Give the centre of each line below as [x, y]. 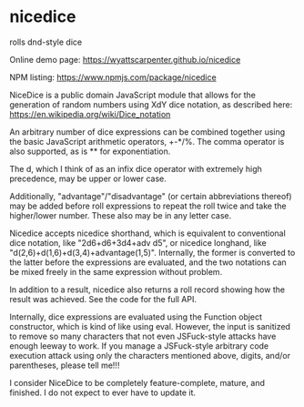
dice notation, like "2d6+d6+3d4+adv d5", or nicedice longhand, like [138, 242]
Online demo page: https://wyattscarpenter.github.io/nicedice [125, 59]
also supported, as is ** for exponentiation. [90, 151]
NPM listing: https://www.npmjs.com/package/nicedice [113, 77]
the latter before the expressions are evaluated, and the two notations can [148, 262]
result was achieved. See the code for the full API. [103, 299]
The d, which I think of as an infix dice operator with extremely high [136, 168]
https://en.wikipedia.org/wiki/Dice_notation [90, 114]
